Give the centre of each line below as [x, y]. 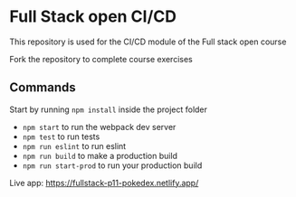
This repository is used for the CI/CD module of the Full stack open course [148, 42]
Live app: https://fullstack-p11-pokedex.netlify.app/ [104, 183]
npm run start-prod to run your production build [112, 165]
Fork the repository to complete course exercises [101, 59]
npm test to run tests [61, 136]
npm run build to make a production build [100, 155]
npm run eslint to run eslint [74, 145]
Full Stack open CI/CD [93, 17]
